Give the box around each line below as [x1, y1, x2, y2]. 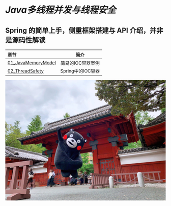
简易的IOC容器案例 [60, 60, 100, 66]
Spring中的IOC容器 [60, 68, 100, 74]
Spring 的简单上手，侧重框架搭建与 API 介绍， [5, 26, 150, 35]
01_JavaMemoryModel [7, 60, 56, 66]
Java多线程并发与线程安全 [5, 4, 116, 16]
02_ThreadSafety [7, 68, 44, 74]
